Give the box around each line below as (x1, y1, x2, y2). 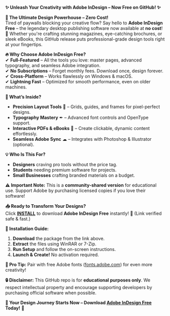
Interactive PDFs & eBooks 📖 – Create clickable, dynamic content (12, 125, 150, 131)
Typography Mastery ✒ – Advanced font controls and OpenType (12, 114, 149, 120)
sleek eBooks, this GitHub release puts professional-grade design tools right (5, 36, 165, 42)
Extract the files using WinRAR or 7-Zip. (12, 241, 96, 247)
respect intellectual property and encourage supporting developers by (5, 285, 152, 290)
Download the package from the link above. (12, 236, 105, 241)
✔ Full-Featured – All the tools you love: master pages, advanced (5, 57, 142, 63)
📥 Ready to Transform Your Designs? (5, 203, 86, 209)
